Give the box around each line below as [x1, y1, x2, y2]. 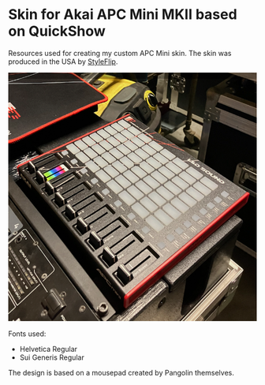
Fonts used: [8, 329, 47, 338]
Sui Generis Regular [19, 353, 84, 362]
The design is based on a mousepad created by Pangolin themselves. [8, 368, 234, 377]
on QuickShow [8, 22, 106, 40]
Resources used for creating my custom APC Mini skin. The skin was [8, 48, 232, 58]
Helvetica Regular [19, 344, 77, 353]
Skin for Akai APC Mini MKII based [8, 6, 238, 24]
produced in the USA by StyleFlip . [8, 57, 118, 66]
